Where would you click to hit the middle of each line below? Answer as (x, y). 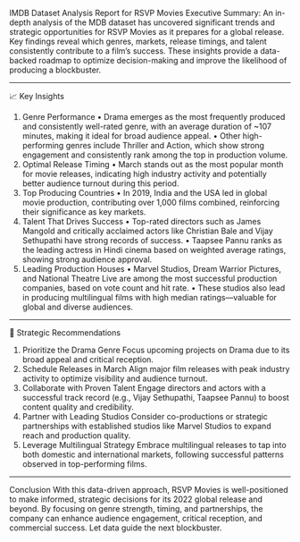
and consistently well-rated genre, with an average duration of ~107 (147, 126)
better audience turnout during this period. (100, 183)
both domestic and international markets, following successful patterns (153, 454)
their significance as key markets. (84, 212)
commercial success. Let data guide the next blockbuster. (116, 528)
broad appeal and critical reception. (88, 360)
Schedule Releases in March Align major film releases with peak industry (156, 369)
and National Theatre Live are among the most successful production (150, 278)
